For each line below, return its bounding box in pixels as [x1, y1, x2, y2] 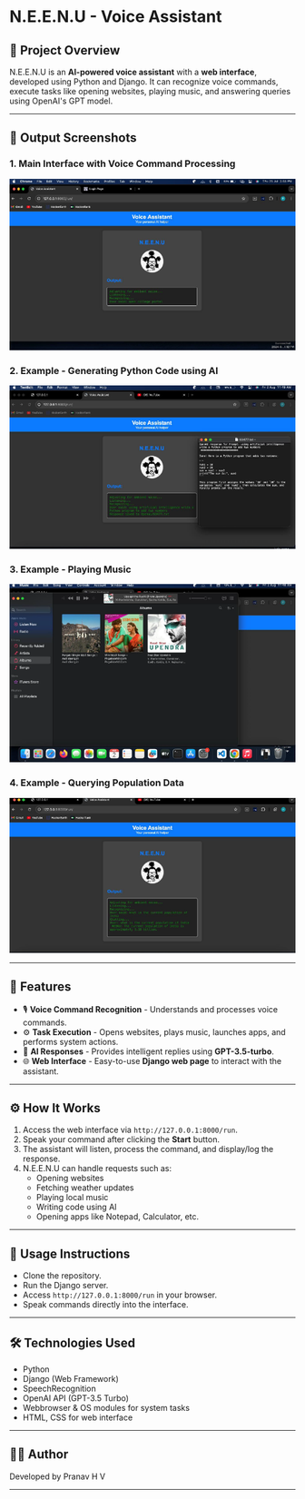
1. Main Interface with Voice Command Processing [9, 157, 236, 170]
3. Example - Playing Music [9, 563, 132, 576]
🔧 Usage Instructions [9, 1246, 131, 1261]
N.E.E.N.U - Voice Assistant [9, 6, 222, 27]
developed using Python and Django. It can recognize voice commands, [9, 76, 279, 87]
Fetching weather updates [35, 1182, 134, 1193]
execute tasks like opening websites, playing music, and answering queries [9, 86, 291, 96]
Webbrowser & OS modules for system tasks [22, 1402, 191, 1413]
